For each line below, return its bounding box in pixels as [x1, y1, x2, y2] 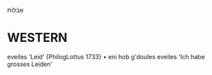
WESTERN [7, 30, 67, 45]
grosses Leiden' [7, 60, 53, 68]
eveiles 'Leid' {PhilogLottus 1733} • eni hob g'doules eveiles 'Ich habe [7, 52, 205, 61]
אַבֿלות [7, 6, 24, 14]
